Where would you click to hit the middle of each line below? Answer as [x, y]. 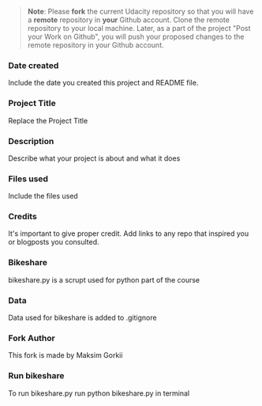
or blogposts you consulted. [54, 242]
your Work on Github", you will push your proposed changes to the [136, 36]
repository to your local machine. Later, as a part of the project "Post [139, 28]
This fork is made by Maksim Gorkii [65, 355]
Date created [34, 65]
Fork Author [32, 338]
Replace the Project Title [48, 120]
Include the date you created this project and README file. [103, 83]
